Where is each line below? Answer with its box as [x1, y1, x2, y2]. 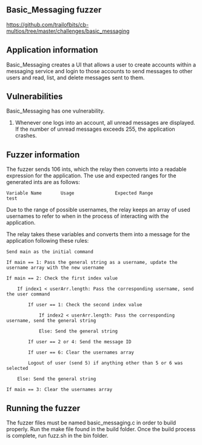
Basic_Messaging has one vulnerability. [6, 107, 105, 114]
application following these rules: [6, 237, 89, 245]
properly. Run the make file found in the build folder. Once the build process [6, 426, 196, 433]
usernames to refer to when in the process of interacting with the [6, 213, 169, 220]
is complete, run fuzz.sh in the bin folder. [6, 432, 109, 440]
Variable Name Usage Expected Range [6, 190, 153, 196]
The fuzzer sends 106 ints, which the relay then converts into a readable [6, 166, 187, 173]
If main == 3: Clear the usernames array [6, 387, 113, 393]
